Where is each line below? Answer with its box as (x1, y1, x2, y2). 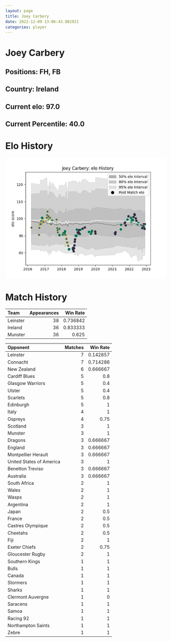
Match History (5, 292, 68, 303)
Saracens (7, 601, 28, 607)
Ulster (7, 387, 20, 394)
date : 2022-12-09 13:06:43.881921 (5, 19, 79, 24)
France (7, 516, 23, 522)
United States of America (7, 459, 60, 465)
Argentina (7, 501, 28, 507)
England (7, 444, 25, 451)
